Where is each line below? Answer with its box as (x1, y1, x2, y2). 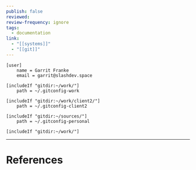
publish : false (6, 8, 43, 15)
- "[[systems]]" (11, 41, 51, 47)
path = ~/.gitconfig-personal (16, 118, 90, 124)
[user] (6, 62, 22, 68)
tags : (6, 24, 19, 31)
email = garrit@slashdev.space (16, 72, 93, 79)
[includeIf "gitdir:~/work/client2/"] (6, 98, 100, 104)
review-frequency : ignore (6, 19, 69, 25)
